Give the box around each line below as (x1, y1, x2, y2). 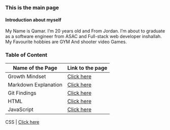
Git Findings (8, 89, 37, 96)
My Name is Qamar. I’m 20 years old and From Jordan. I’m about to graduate (5, 28, 165, 34)
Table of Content (5, 51, 48, 58)
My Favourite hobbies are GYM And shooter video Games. (5, 39, 127, 45)
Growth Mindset (8, 73, 46, 80)
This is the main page (5, 4, 59, 11)
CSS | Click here (5, 119, 40, 125)
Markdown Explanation (8, 81, 62, 88)
